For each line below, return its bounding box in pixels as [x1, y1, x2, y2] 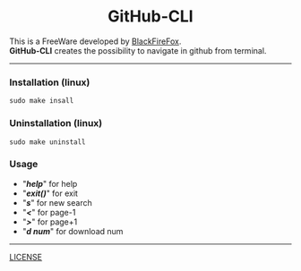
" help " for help [21, 178, 78, 189]
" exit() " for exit [21, 188, 79, 199]
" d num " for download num [21, 225, 124, 236]
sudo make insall [9, 97, 74, 106]
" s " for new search [21, 197, 92, 207]
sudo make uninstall [9, 137, 87, 147]
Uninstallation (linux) [9, 117, 103, 130]
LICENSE [9, 251, 43, 262]
